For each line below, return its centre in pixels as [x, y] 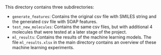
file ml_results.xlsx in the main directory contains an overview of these [84, 42]
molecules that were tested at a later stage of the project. [70, 32]
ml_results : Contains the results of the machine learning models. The [82, 37]
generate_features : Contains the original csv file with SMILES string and [84, 16]
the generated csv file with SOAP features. [55, 22]
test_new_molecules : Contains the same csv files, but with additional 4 [82, 27]
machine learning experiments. [43, 47]
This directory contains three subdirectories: [50, 7]
